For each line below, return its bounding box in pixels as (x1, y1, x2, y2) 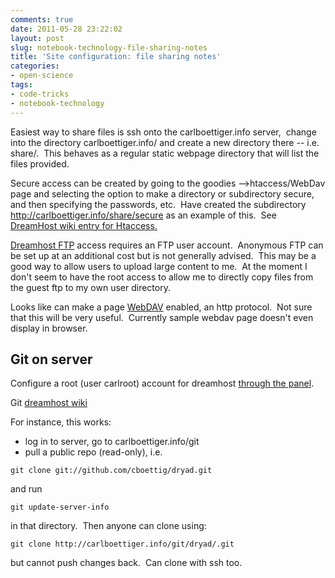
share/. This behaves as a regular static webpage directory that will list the (10, 147, 320, 159)
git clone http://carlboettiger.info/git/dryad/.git (10, 539, 235, 550)
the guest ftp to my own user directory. (10, 281, 171, 293)
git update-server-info (10, 502, 110, 513)
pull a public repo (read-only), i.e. (24, 446, 163, 458)
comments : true (10, 14, 74, 25)
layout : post (10, 33, 65, 43)
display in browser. (10, 322, 88, 334)
